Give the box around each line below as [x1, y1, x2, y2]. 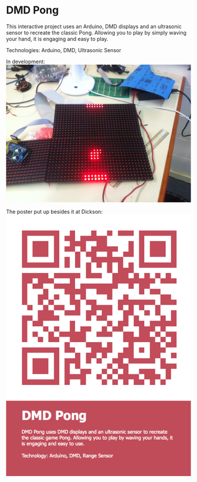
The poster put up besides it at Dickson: [6, 208, 103, 215]
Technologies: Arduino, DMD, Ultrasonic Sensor [6, 46, 121, 53]
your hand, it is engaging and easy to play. [6, 35, 108, 42]
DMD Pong [6, 4, 59, 17]
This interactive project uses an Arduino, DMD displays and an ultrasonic [6, 23, 182, 30]
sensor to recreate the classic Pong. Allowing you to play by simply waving [6, 29, 186, 36]
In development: [6, 58, 45, 65]
